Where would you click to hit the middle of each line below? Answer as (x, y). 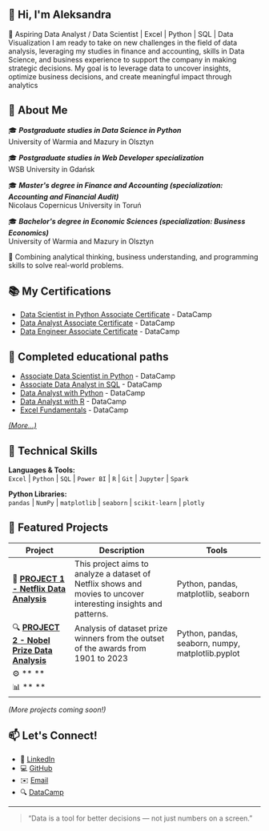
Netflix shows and (108, 584)
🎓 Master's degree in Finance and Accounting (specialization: (116, 185)
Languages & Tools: (42, 470)
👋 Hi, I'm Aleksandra (60, 15)
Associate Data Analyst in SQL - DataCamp (91, 384)
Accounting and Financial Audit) (64, 196)
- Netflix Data (39, 588)
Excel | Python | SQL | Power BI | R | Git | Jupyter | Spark (98, 479)
